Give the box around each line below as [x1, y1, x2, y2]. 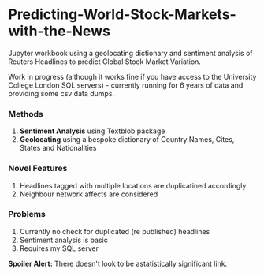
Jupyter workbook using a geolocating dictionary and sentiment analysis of [8, 48, 253, 58]
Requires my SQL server [19, 243, 99, 253]
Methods [8, 108, 43, 119]
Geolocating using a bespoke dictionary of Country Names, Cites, [19, 135, 235, 144]
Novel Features [8, 163, 68, 174]
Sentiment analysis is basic [19, 235, 108, 244]
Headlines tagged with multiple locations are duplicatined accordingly [19, 181, 247, 190]
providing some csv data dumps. [8, 88, 115, 98]
